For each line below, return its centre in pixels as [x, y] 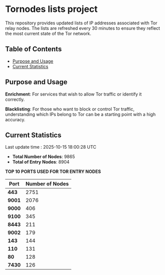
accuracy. [15, 119]
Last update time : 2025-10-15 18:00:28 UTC [51, 147]
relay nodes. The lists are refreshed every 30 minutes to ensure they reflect [83, 28]
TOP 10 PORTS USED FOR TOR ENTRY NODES [53, 172]
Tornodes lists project [52, 9]
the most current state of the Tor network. [48, 33]
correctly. [15, 99]
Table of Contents [34, 49]
